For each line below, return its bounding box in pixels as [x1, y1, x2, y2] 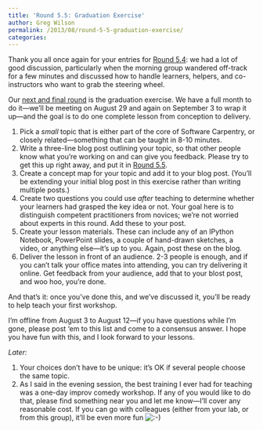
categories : [8, 33, 47, 42]
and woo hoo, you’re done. [19, 277, 106, 286]
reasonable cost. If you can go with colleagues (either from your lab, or [19, 405, 249, 414]
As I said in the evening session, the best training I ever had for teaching [19, 380, 253, 389]
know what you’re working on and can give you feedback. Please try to [19, 152, 249, 162]
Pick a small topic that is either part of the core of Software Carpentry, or [19, 127, 255, 137]
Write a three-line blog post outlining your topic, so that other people [19, 144, 241, 153]
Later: [8, 348, 27, 357]
